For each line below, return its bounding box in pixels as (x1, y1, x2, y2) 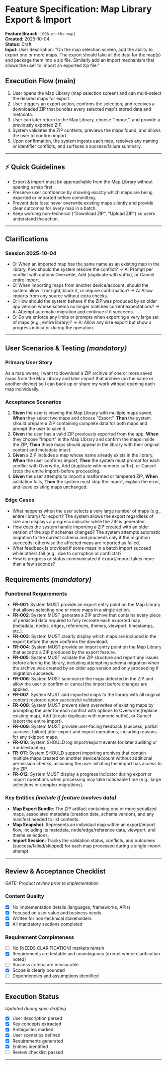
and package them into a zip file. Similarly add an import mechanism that (5, 57, 155, 63)
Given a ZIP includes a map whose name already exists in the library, (12, 452, 154, 458)
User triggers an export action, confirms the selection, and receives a (12, 101, 155, 107)
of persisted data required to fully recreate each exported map (12, 618, 141, 624)
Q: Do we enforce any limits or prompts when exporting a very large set (12, 314, 159, 320)
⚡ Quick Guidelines (5, 163, 66, 172)
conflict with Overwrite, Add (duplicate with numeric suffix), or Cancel (12, 463, 156, 469)
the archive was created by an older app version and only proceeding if (12, 665, 159, 671)
